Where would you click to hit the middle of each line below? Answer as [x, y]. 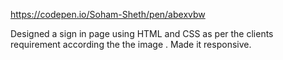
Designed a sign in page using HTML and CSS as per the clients [142, 33]
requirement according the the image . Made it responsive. [131, 44]
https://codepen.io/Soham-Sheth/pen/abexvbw [108, 14]
